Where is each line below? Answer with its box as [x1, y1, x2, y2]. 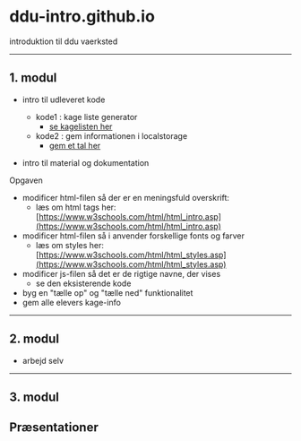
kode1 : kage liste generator [35, 111, 138, 122]
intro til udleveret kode [21, 94, 106, 105]
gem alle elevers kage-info [21, 297, 121, 307]
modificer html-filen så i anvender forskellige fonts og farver [21, 230, 245, 241]
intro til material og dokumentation [21, 157, 150, 168]
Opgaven [9, 175, 43, 186]
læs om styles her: [35, 239, 105, 250]
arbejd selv [21, 355, 64, 366]
